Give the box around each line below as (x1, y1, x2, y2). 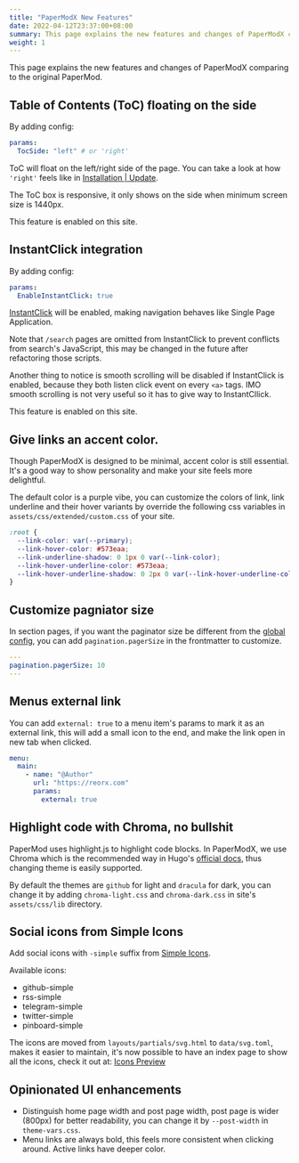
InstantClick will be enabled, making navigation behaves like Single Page (9, 307, 276, 318)
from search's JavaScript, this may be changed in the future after (9, 344, 249, 354)
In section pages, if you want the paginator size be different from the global (9, 626, 286, 637)
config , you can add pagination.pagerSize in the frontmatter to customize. (9, 636, 282, 647)
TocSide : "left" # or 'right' (17, 146, 129, 156)
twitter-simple (21, 1011, 74, 1021)
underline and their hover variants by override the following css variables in (9, 501, 286, 512)
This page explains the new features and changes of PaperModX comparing (9, 62, 289, 73)
